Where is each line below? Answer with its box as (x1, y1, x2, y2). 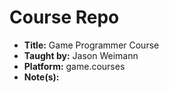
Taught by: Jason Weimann (23, 49, 139, 61)
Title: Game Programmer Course (23, 39, 160, 51)
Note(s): (23, 71, 60, 83)
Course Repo (9, 6, 120, 29)
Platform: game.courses (23, 60, 126, 72)
